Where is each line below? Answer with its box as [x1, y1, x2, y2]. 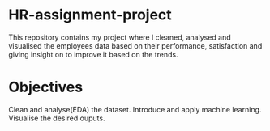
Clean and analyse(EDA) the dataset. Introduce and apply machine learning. [8, 104, 262, 114]
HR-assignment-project [8, 6, 172, 24]
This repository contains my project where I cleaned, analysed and [8, 32, 231, 42]
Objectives [8, 78, 84, 96]
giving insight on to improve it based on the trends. [8, 49, 178, 59]
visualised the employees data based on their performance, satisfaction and [8, 40, 263, 50]
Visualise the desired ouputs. [8, 113, 105, 123]
